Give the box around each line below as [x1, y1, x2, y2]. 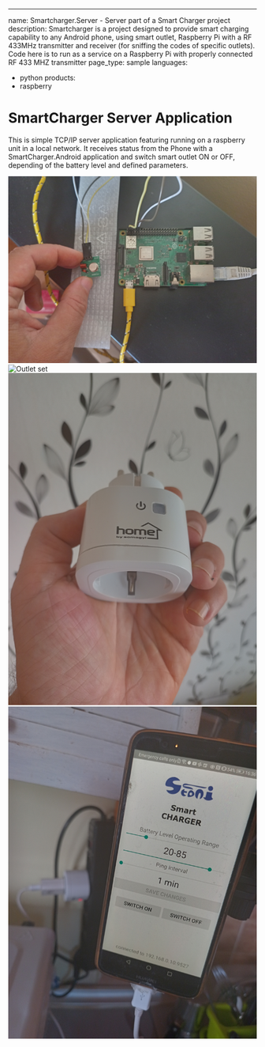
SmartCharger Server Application [8, 109, 233, 127]
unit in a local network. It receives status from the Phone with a [8, 143, 213, 153]
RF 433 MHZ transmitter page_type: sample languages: [8, 58, 188, 67]
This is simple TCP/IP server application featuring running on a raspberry [8, 135, 246, 145]
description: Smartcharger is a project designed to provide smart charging [8, 25, 249, 33]
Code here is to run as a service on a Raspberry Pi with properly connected [8, 49, 253, 59]
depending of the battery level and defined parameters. [8, 160, 188, 170]
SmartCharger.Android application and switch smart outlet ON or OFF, [8, 152, 235, 161]
